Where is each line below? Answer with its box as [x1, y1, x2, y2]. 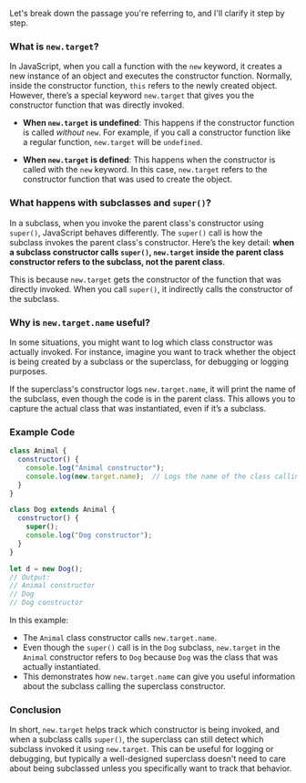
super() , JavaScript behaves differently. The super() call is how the [9, 227, 263, 238]
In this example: [9, 615, 69, 626]
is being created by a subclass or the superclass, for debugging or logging [9, 356, 290, 367]
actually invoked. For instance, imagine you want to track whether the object [9, 346, 296, 357]
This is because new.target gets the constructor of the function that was [9, 274, 282, 285]
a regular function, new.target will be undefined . [22, 137, 203, 148]
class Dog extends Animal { [9, 506, 117, 515]
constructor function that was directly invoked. [9, 99, 185, 110]
